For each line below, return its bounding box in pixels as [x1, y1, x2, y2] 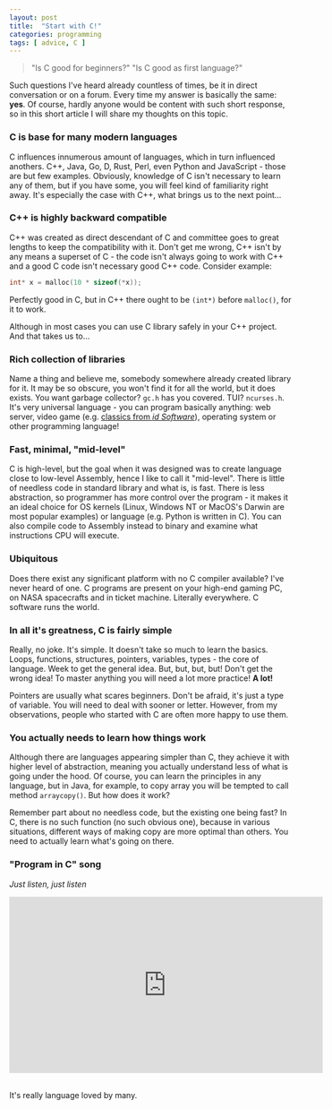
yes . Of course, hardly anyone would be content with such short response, [9, 99, 285, 110]
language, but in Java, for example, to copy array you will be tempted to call [9, 780, 289, 791]
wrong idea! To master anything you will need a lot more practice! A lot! [9, 673, 274, 683]
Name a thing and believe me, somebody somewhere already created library [9, 374, 292, 384]
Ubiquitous [9, 553, 58, 565]
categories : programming [9, 30, 102, 39]
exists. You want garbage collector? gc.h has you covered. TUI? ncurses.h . [9, 392, 285, 403]
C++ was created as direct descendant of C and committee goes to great [9, 232, 279, 243]
